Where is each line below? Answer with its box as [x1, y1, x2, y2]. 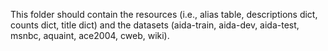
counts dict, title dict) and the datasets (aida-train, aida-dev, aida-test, [10, 19, 300, 31]
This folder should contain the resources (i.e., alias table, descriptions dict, [10, 9, 318, 20]
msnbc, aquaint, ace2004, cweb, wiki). [10, 30, 170, 41]
